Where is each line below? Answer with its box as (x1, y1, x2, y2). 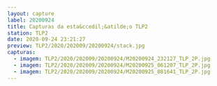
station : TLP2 (7, 29, 49, 37)
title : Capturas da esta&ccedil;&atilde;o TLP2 (7, 23, 149, 30)
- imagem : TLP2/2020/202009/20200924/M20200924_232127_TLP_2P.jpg (13, 55, 211, 62)
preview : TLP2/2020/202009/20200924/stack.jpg (7, 42, 145, 49)
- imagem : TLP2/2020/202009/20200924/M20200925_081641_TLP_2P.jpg (13, 68, 211, 75)
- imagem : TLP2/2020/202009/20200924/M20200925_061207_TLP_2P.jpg (13, 62, 211, 69)
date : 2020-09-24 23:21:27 (7, 36, 86, 43)
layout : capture (7, 10, 54, 17)
